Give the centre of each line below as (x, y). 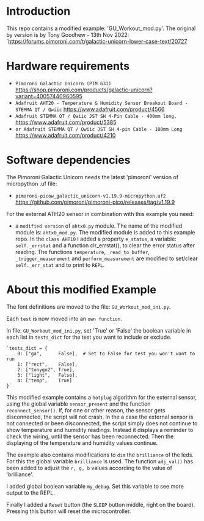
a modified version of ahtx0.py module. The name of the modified (99, 226)
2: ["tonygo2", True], (46, 369)
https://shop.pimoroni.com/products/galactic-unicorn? (84, 90)
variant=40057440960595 (49, 96)
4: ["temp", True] (45, 380)
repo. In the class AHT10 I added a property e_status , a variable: (96, 239)
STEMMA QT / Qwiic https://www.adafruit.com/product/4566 (90, 109)
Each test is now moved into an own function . (64, 318)
